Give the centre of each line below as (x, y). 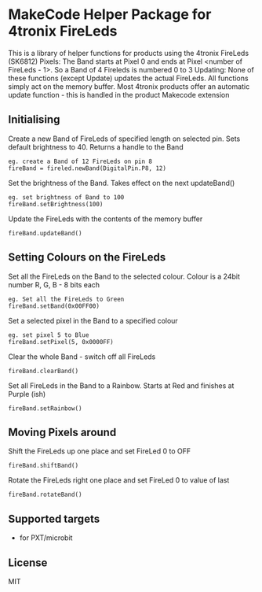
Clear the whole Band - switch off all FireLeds (82, 357)
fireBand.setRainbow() (45, 408)
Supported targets (54, 518)
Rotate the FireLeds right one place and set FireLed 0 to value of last (119, 480)
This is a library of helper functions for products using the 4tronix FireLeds (129, 53)
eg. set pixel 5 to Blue (49, 335)
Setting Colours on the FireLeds (87, 257)
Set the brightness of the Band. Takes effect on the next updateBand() (122, 183)
